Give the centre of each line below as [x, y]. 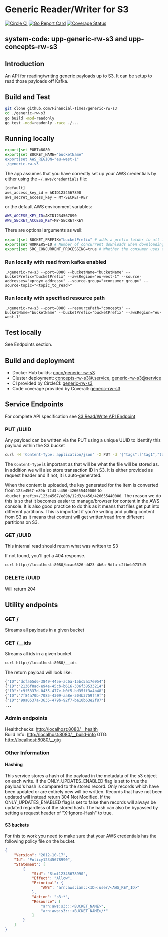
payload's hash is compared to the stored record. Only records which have [82, 786]
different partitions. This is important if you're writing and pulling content [80, 511]
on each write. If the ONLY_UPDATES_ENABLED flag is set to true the [76, 781]
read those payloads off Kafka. [37, 81]
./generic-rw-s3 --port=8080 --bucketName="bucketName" [64, 272]
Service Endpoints [34, 404]
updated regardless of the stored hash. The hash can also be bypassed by [82, 807]
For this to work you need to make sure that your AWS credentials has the [81, 836]
